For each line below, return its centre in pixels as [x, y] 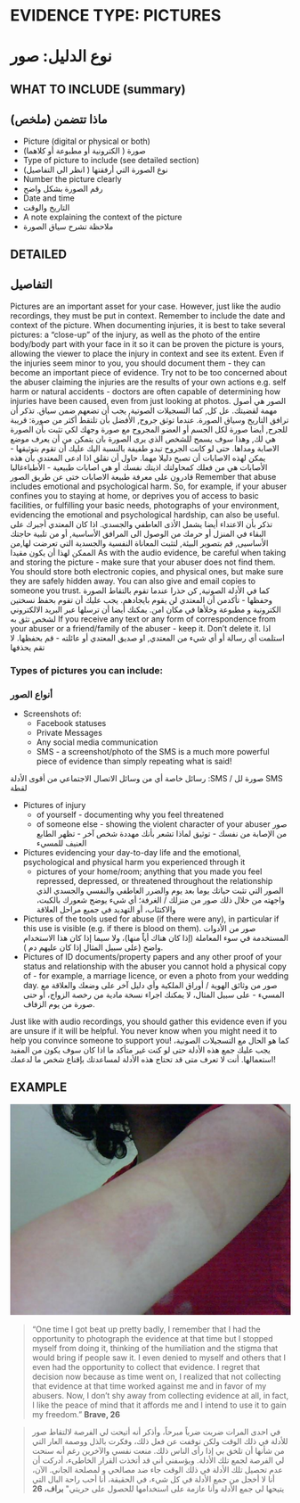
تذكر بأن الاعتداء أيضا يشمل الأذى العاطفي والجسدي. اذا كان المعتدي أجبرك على [142, 524]
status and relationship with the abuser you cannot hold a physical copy [155, 966]
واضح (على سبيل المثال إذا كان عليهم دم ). [93, 947]
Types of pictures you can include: [87, 670]
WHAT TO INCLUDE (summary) [98, 89]
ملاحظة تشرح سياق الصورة [68, 226]
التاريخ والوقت [46, 207]
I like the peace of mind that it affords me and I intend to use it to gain [159, 1405]
